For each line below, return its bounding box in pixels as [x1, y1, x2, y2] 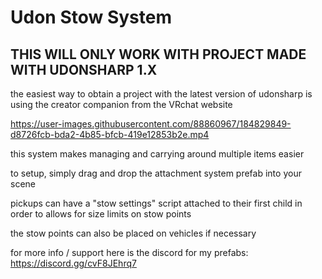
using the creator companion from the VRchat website [10, 99, 233, 110]
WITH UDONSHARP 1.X [10, 61, 158, 78]
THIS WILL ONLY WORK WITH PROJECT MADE [10, 46, 307, 63]
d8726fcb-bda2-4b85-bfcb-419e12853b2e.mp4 [10, 129, 210, 140]
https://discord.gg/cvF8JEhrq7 [10, 257, 137, 269]
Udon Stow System [10, 6, 173, 29]
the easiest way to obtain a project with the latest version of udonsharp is [10, 88, 313, 100]
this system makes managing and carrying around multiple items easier [10, 148, 305, 160]
